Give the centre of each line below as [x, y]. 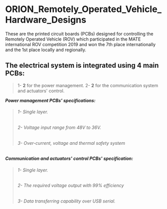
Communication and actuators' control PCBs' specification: [69, 158]
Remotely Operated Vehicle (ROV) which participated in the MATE [73, 39]
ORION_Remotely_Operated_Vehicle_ [83, 9]
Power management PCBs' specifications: [50, 100]
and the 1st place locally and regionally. [46, 50]
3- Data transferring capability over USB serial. [66, 201]
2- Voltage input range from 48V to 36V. [59, 127]
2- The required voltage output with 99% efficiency [71, 185]
